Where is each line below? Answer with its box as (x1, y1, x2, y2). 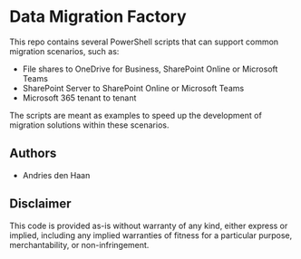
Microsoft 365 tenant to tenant (22, 92, 137, 103)
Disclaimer (9, 197, 72, 212)
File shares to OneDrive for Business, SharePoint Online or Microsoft (22, 63, 278, 74)
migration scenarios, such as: (9, 45, 120, 56)
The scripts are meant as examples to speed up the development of (9, 110, 263, 120)
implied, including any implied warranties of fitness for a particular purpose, (9, 229, 293, 241)
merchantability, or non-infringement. (9, 239, 150, 250)
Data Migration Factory (9, 6, 188, 27)
